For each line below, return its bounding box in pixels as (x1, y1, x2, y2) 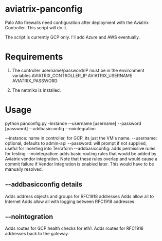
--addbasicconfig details (5, 181, 83, 189)
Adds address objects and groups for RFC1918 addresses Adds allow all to (5, 193, 154, 199)
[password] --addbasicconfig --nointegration (5, 125, 96, 131)
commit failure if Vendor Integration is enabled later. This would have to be (5, 161, 154, 167)
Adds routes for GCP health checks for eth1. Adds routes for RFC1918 (5, 225, 144, 231)
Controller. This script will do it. (5, 24, 67, 30)
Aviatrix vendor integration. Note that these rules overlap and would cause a (5, 156, 158, 161)
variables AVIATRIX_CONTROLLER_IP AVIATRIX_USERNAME (12, 72, 133, 79)
